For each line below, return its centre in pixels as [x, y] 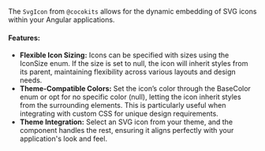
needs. [31, 80]
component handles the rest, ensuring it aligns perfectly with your [127, 131]
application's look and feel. [63, 139]
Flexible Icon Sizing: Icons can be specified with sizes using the [124, 55]
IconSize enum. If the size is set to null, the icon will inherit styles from [134, 64]
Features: [24, 38]
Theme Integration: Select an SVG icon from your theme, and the [126, 122]
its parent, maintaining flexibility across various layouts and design [128, 72]
